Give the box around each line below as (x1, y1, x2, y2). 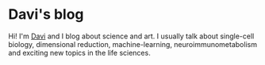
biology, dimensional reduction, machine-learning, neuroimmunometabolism (8, 39, 258, 49)
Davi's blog (8, 5, 85, 23)
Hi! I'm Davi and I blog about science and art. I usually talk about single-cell (8, 31, 255, 41)
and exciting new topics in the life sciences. (8, 48, 151, 57)
